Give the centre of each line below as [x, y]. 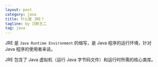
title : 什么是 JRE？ [25, 19]
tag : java [15, 28]
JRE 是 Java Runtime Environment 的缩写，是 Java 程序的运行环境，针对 [79, 43]
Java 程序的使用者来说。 [30, 49]
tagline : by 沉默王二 [26, 24]
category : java [21, 14]
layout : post [19, 10]
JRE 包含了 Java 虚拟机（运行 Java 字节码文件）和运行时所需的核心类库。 [80, 60]
